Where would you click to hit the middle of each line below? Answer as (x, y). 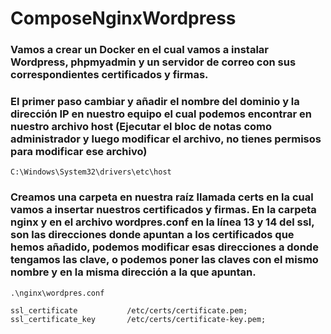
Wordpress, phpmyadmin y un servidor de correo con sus (153, 62)
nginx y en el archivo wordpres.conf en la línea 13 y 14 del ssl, (162, 222)
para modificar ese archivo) (79, 152)
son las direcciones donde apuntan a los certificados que (152, 235)
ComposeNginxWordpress (123, 18)
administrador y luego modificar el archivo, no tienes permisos (166, 139)
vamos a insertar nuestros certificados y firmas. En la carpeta (163, 210)
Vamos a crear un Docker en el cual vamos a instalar (139, 50)
